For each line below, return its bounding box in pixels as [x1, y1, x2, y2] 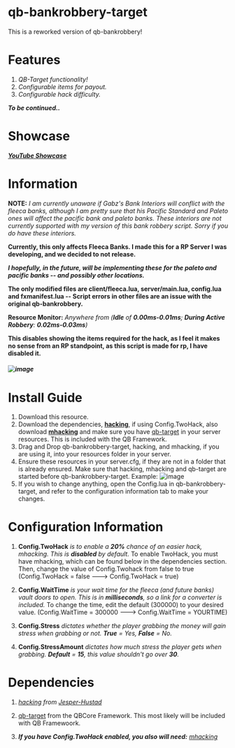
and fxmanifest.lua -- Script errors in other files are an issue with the [8, 292, 212, 300]
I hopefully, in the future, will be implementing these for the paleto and [8, 264, 218, 272]
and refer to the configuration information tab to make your [38, 487, 209, 496]
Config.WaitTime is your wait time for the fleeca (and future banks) [17, 586, 215, 594]
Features [8, 52, 61, 68]
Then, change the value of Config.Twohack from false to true [17, 565, 194, 573]
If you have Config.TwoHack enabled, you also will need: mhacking [17, 733, 218, 741]
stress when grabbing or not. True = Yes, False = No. [17, 629, 172, 638]
